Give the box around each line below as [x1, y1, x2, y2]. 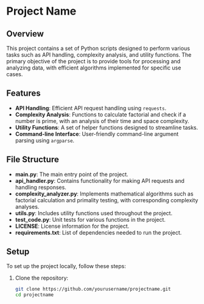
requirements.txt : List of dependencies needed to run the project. [15, 228, 182, 236]
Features [6, 88, 41, 99]
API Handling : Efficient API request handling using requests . [15, 104, 166, 111]
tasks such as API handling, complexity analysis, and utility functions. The [6, 51, 192, 58]
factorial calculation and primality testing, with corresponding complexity [15, 196, 199, 203]
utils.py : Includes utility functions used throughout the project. [15, 209, 172, 217]
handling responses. [15, 183, 67, 191]
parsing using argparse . [15, 136, 75, 144]
